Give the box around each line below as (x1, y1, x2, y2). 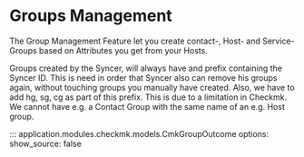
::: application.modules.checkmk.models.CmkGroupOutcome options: (9, 128, 270, 139)
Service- (261, 35, 295, 46)
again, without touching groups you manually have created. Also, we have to (9, 82, 295, 93)
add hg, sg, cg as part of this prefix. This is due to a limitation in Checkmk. (9, 92, 288, 103)
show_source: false (9, 138, 82, 149)
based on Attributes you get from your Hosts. (39, 44, 209, 55)
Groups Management (9, 5, 172, 26)
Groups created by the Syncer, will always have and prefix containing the (9, 63, 283, 74)
